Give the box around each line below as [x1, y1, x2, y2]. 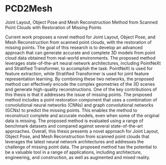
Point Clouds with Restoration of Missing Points [5, 24, 102, 30]
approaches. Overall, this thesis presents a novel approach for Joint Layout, [5, 128, 159, 134]
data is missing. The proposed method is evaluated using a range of [5, 118, 144, 124]
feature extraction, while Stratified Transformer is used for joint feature [5, 70, 149, 76]
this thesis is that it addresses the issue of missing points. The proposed [5, 92, 152, 98]
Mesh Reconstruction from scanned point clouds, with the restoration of [5, 39, 152, 45]
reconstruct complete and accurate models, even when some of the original [5, 112, 160, 118]
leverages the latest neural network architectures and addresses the [5, 138, 144, 144]
